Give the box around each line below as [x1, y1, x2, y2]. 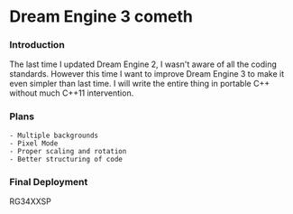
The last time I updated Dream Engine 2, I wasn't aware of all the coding [9, 59, 278, 70]
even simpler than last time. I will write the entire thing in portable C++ [9, 79, 270, 89]
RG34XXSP [9, 196, 52, 207]
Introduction [9, 39, 65, 51]
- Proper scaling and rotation [9, 146, 127, 155]
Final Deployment [9, 175, 88, 188]
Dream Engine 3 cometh [9, 6, 194, 27]
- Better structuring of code [9, 154, 124, 163]
